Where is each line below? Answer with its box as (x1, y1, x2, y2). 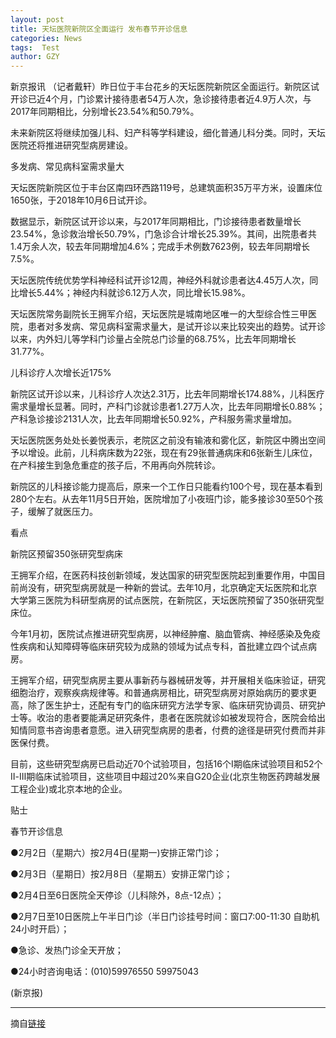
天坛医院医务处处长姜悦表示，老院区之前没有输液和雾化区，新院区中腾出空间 (10, 434, 326, 446)
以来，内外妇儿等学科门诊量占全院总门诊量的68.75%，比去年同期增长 (10, 333, 297, 345)
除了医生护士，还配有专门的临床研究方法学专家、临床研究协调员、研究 (27, 699, 317, 711)
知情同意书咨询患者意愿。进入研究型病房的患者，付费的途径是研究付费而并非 (10, 724, 326, 736)
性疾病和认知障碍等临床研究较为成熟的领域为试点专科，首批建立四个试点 (10, 641, 308, 653)
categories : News (10, 33, 83, 43)
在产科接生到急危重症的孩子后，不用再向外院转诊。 (10, 459, 221, 471)
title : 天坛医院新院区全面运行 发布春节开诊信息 (10, 24, 188, 34)
